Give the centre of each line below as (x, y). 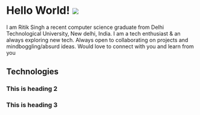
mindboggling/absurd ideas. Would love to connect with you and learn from (100, 46)
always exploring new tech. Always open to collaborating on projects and (97, 40)
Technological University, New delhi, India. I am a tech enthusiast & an (94, 33)
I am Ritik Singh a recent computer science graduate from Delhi (85, 27)
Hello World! (38, 11)
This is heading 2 (32, 89)
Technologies (33, 72)
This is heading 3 (32, 105)
